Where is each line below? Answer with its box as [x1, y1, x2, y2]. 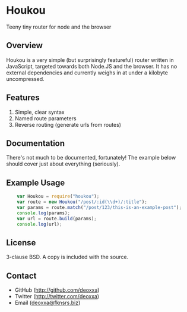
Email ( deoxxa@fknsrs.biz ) [14, 299, 81, 307]
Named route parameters [14, 114, 77, 122]
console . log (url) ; [17, 221, 62, 227]
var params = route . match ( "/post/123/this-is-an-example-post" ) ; [17, 204, 182, 210]
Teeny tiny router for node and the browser [6, 23, 112, 30]
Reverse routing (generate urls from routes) [14, 121, 122, 128]
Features [6, 93, 40, 103]
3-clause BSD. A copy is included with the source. [6, 254, 129, 261]
